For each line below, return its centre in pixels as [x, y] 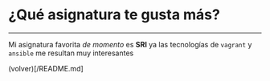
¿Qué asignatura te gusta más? [115, 15]
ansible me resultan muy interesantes [71, 53]
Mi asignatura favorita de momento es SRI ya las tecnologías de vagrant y [130, 44]
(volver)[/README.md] [46, 68]
